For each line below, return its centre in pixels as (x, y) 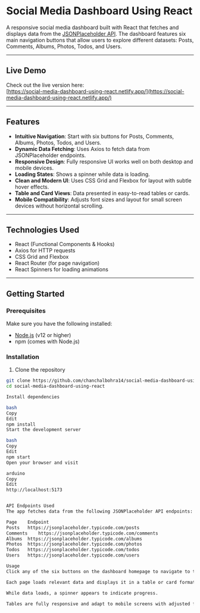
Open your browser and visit (42, 463)
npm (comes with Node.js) (47, 342)
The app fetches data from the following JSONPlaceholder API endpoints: (100, 512)
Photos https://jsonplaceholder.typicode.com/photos (74, 544)
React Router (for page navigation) (57, 263)
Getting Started (35, 293)
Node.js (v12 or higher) (43, 335)
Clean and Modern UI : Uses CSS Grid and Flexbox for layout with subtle (103, 180)
